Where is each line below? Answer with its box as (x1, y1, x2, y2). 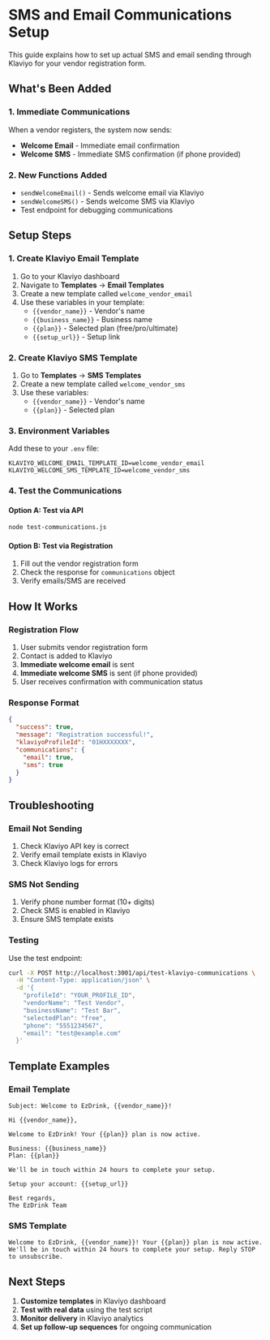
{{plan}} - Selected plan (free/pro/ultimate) (32, 323, 178, 333)
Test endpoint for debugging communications (19, 205, 174, 214)
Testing (8, 935, 39, 946)
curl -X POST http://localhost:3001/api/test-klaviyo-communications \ (8, 968, 255, 977)
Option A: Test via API (8, 505, 84, 515)
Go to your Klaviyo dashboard (19, 271, 120, 281)
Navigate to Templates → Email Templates (19, 280, 165, 290)
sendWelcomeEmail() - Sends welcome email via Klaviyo (19, 187, 204, 197)
